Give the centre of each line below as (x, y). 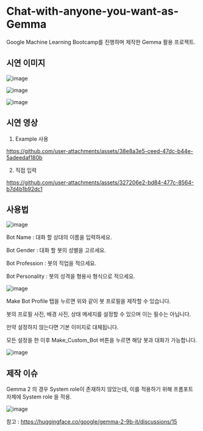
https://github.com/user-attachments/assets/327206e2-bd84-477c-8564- (100, 182)
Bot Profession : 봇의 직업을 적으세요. (51, 263)
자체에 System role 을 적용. (39, 397)
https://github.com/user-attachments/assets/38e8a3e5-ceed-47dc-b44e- (100, 151)
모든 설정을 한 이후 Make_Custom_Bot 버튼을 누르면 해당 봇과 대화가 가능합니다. (102, 340)
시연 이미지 (26, 63)
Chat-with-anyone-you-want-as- (92, 11)
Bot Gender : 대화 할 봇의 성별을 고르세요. (56, 250)
